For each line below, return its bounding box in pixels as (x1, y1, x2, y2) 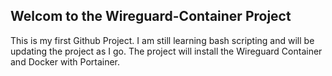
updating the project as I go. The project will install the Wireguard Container (10, 45, 323, 57)
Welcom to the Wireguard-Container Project (10, 8, 292, 25)
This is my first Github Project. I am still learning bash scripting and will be (10, 34, 315, 46)
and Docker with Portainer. (10, 55, 121, 68)
